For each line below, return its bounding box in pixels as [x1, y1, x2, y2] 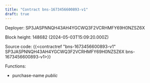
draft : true [5, 12, 29, 16]
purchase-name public [12, 72, 58, 78]
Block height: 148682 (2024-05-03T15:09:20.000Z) [5, 34, 109, 40]
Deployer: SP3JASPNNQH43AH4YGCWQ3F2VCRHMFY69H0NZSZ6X [5, 25, 145, 30]
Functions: [5, 63, 26, 69]
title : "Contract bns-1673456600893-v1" [5, 7, 89, 12]
